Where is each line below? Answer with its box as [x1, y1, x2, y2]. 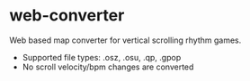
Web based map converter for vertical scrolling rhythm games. [9, 35, 242, 45]
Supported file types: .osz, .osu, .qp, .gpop [22, 52, 182, 62]
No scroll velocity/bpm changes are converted [22, 61, 194, 72]
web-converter [9, 5, 125, 26]
